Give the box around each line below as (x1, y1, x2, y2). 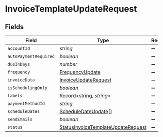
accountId (7, 46, 30, 51)
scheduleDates (7, 109, 40, 114)
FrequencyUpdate (59, 69, 101, 76)
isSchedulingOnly (7, 85, 48, 91)
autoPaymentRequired (7, 54, 55, 59)
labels (7, 93, 23, 98)
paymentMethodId (7, 101, 45, 106)
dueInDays (7, 61, 30, 67)
